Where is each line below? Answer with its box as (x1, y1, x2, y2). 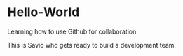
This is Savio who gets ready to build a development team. (7, 41, 177, 49)
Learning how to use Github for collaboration (7, 27, 137, 36)
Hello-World (7, 4, 80, 20)
